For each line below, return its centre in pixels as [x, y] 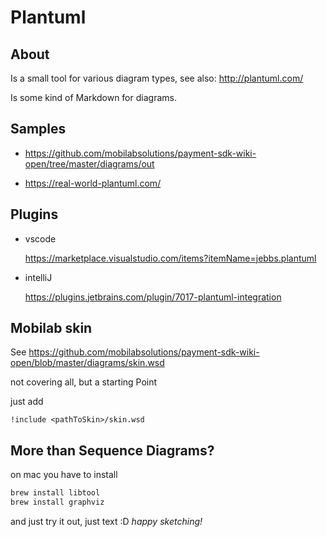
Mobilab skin [51, 328]
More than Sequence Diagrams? [112, 450]
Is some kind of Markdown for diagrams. [93, 97]
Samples [38, 129]
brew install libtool [55, 493]
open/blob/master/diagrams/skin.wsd [87, 363]
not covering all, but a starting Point [84, 382]
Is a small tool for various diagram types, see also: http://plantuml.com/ [157, 78]
